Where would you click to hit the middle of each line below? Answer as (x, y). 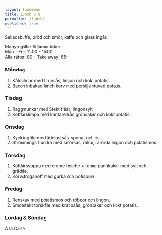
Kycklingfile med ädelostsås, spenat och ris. (57, 138)
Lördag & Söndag (26, 217)
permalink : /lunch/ (25, 19)
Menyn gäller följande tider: (33, 47)
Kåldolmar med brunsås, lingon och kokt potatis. (61, 80)
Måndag (15, 70)
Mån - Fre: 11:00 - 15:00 (29, 52)
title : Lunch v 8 (23, 14)
